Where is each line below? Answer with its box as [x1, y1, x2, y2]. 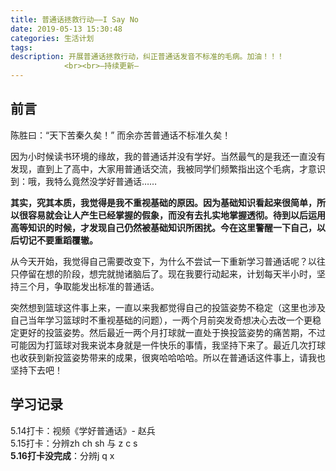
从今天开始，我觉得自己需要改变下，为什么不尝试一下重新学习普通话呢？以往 [10, 255, 326, 267]
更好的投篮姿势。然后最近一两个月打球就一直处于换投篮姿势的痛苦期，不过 [18, 326, 326, 338]
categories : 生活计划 [10, 33, 95, 43]
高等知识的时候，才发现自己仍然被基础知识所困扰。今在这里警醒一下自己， [10, 221, 317, 233]
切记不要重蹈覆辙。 [18, 234, 98, 246]
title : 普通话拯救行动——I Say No [10, 14, 139, 25]
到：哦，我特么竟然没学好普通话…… [10, 175, 158, 187]
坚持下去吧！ [10, 364, 63, 376]
